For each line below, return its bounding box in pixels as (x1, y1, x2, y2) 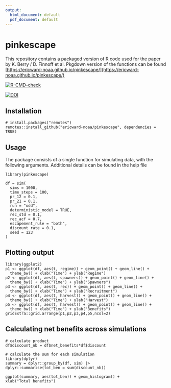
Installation (5, 107, 42, 115)
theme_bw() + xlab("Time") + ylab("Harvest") (10, 297, 109, 303)
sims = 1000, (10, 185, 38, 190)
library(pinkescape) (5, 172, 50, 177)
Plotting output (5, 248, 54, 257)
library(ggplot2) (5, 261, 42, 267)
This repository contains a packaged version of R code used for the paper (5, 56, 161, 62)
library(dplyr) (5, 356, 38, 361)
